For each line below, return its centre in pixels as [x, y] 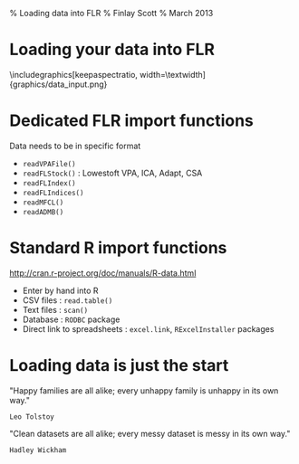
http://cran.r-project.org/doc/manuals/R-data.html [103, 273]
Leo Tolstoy [32, 417]
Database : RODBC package [71, 319]
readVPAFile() [49, 164]
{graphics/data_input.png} [58, 84]
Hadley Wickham [38, 450]
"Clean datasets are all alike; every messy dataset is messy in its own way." [150, 433]
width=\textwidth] [173, 74]
